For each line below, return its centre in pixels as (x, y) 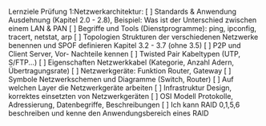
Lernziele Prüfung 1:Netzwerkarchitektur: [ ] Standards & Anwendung (123, 12)
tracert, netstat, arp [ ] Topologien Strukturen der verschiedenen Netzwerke (133, 37)
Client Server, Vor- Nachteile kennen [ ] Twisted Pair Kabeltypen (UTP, (125, 54)
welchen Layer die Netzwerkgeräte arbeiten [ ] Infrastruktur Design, (120, 88)
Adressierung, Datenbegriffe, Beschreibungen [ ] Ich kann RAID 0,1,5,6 (124, 104)
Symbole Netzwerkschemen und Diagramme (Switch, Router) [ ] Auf (121, 79)
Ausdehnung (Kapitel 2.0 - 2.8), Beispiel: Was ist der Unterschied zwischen (133, 20)
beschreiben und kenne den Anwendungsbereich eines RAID (109, 113)
